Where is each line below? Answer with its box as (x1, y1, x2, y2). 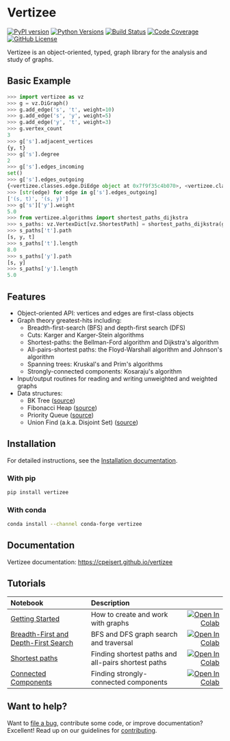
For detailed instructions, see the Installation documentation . (7, 456, 178, 464)
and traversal (90, 637, 133, 647)
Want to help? (7, 701, 68, 712)
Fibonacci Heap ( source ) (27, 403, 98, 412)
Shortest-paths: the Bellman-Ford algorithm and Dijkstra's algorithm (27, 338, 219, 346)
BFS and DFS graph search (90, 629, 178, 639)
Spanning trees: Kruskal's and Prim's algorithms (27, 360, 163, 368)
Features (7, 291, 46, 302)
